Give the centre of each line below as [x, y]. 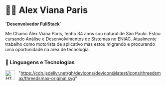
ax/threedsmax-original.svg [47, 79]
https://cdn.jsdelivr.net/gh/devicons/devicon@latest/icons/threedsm [91, 73]
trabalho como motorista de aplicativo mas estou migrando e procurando [80, 44]
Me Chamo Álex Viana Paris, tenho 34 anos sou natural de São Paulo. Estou [83, 33]
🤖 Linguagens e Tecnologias [40, 62]
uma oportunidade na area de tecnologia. [48, 49]
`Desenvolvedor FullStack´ [33, 24]
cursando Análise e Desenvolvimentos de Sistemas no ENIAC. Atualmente [81, 39]
